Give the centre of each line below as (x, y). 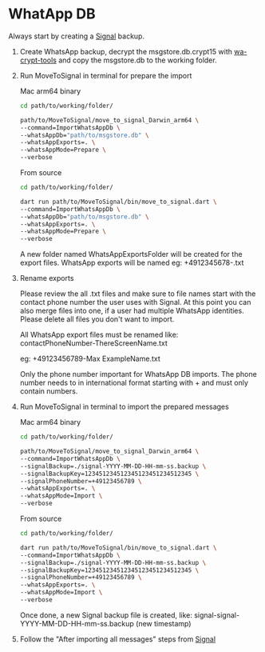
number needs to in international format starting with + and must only (134, 383)
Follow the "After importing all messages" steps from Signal (118, 639)
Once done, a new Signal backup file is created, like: (106, 615)
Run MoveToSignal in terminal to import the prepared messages (124, 407)
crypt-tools (38, 60)
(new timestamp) (163, 623)
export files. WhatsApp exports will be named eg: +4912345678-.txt (132, 263)
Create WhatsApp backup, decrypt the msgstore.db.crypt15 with (126, 51)
